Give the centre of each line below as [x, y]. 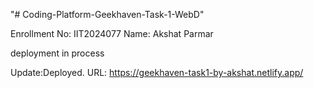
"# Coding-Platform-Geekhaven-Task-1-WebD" [107, 14]
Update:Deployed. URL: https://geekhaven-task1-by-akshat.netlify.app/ [157, 72]
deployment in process [57, 53]
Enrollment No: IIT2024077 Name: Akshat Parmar [112, 33]
